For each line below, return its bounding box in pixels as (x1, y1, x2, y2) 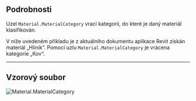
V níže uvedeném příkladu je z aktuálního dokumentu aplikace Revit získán (6, 37, 185, 44)
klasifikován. (6, 26, 36, 33)
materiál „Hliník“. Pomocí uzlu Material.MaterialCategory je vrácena (6, 44, 170, 51)
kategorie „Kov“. (6, 50, 45, 57)
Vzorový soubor (6, 72, 66, 82)
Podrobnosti (6, 5, 52, 15)
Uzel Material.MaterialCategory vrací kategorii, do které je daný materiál (6, 20, 182, 27)
